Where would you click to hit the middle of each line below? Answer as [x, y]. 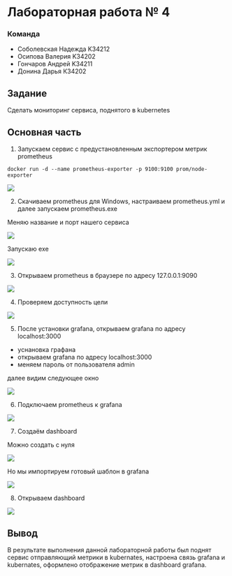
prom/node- [192, 169]
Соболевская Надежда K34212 [64, 49]
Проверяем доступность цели [63, 302]
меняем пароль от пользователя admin [76, 364]
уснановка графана [46, 350]
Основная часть [44, 132]
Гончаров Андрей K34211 [55, 64]
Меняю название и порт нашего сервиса [68, 222]
